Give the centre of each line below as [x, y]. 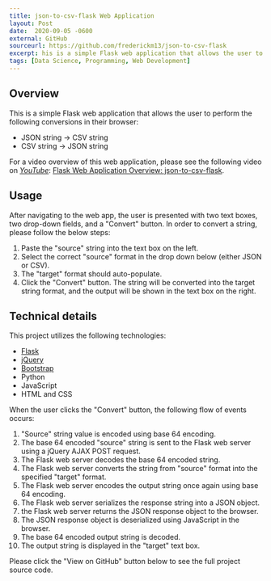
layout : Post [31, 23]
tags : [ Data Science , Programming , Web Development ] [100, 61]
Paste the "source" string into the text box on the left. [110, 248]
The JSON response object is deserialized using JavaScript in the [130, 520]
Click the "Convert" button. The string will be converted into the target [138, 282]
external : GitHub [38, 38]
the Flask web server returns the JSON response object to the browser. [140, 512]
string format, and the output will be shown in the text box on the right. [138, 291]
